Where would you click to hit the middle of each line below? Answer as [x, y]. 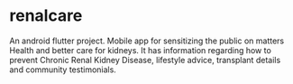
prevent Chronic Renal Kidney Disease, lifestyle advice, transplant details [145, 60]
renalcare [46, 16]
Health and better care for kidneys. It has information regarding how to [141, 50]
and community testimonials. [63, 70]
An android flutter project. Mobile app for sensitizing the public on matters [147, 41]
